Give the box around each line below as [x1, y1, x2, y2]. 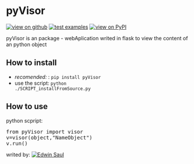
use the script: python [14, 79, 67, 86]
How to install [6, 58, 57, 68]
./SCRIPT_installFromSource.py [14, 86, 91, 92]
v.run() [6, 140, 28, 146]
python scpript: [6, 117, 43, 124]
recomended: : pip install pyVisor [14, 73, 101, 80]
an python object [6, 41, 47, 48]
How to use [6, 102, 48, 111]
